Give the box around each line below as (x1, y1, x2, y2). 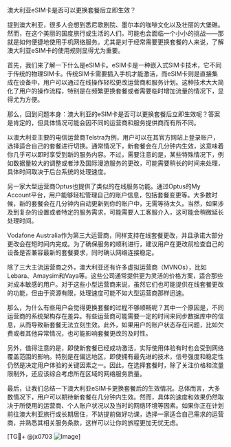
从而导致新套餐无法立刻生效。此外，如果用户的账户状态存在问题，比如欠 (19, 320, 224, 329)
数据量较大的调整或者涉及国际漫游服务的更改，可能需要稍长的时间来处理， (12, 159, 224, 167)
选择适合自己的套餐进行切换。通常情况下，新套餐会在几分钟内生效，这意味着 (7, 142, 224, 150)
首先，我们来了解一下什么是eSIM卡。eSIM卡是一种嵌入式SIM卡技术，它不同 (7, 61, 222, 69)
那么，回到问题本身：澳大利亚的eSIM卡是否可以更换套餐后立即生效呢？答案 (7, 110, 221, 118)
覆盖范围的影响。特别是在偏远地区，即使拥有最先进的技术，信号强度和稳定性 (7, 353, 224, 360)
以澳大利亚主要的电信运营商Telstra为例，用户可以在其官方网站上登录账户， (7, 133, 219, 141)
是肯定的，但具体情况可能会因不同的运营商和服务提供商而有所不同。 (7, 119, 200, 127)
